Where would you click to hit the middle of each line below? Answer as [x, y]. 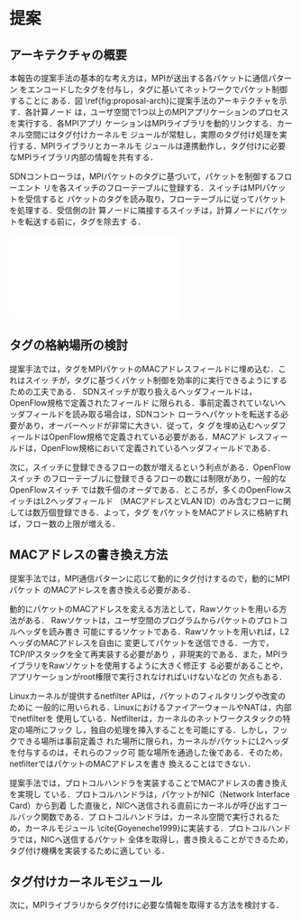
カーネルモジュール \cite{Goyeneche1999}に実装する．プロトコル [146, 828]
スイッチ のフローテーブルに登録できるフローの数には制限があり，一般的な [148, 478]
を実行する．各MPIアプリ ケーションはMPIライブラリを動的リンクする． [143, 123]
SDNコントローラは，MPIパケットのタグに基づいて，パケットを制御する [143, 176]
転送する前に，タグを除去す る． [85, 221]
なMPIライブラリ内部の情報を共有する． [84, 157]
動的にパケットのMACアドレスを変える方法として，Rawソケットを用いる [144, 609]
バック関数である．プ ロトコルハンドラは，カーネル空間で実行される [144, 816]
